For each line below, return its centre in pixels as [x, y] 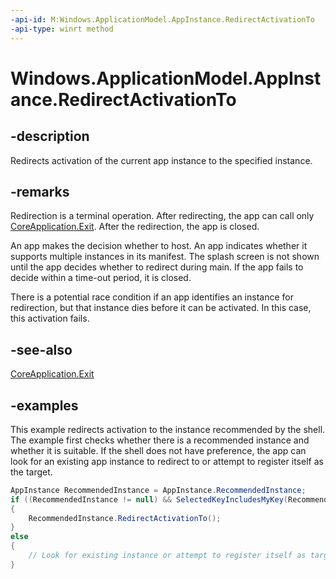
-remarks [40, 191]
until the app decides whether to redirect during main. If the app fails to [157, 267]
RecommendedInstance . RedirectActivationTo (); [125, 518]
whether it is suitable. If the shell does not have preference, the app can [158, 450]
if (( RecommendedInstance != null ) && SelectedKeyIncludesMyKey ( [149, 499]
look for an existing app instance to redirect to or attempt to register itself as [167, 461]
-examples [44, 405]
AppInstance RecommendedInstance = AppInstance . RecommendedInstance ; [158, 490]
